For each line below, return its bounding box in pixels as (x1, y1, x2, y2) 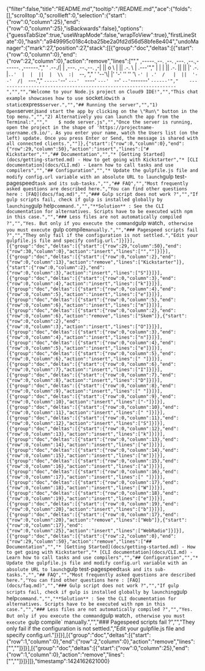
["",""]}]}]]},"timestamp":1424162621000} (6, 657, 110, 665)
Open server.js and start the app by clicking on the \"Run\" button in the (6, 107, 198, 114)
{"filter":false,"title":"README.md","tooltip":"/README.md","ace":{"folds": (6, 6, 192, 12)
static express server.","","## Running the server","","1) (6, 101, 158, 108)
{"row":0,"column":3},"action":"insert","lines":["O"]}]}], (6, 324, 163, 330)
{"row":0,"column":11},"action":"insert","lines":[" (6, 409, 144, 416)
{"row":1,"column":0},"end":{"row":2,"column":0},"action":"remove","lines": (6, 638, 195, 645)
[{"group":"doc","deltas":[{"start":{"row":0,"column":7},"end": (6, 372, 176, 378)
